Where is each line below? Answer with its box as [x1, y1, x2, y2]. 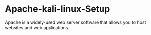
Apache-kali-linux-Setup [5, 3, 110, 15]
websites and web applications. [5, 24, 70, 30]
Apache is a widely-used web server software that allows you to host [5, 19, 146, 25]
